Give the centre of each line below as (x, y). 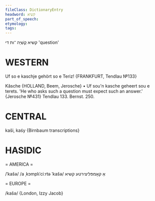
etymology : (16, 24)
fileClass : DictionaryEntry (34, 10)
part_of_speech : (22, 19)
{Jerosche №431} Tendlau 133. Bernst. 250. (50, 97)
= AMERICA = (19, 164)
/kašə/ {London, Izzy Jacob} (34, 193)
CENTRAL (26, 117)
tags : (11, 28)
